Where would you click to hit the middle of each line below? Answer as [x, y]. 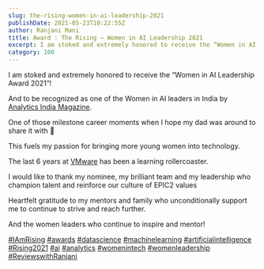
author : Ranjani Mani [44, 30]
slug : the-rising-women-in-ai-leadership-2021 [86, 15]
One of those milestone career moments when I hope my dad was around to [132, 122]
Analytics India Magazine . [50, 107]
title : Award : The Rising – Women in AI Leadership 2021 [106, 38]
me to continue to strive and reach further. [77, 209]
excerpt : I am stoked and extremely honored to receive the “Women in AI [132, 45]
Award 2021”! [30, 83]
